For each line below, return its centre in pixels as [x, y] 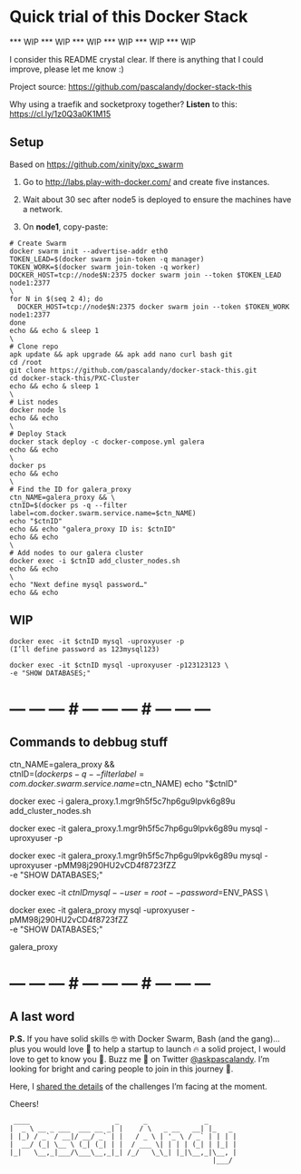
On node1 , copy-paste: [65, 226]
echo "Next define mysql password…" [78, 584]
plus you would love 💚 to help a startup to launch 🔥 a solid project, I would [148, 1049]
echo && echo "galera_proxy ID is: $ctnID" [93, 529]
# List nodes [34, 402]
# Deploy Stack [38, 434]
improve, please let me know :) [67, 69]
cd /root [26, 362]
